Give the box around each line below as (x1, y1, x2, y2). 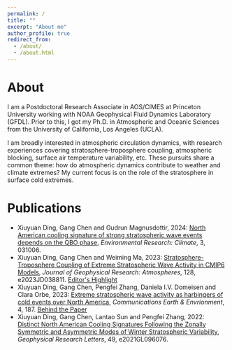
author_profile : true (7, 29, 71, 37)
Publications (7, 200, 82, 216)
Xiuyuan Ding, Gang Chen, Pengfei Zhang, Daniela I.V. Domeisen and (17, 283, 217, 291)
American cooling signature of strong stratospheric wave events (17, 230, 203, 239)
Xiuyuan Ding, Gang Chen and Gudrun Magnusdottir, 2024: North (17, 223, 206, 232)
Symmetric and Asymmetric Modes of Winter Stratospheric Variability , (17, 327, 220, 336)
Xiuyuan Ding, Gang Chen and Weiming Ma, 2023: (17, 253, 163, 261)
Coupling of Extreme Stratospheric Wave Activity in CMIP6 (55, 260, 225, 269)
